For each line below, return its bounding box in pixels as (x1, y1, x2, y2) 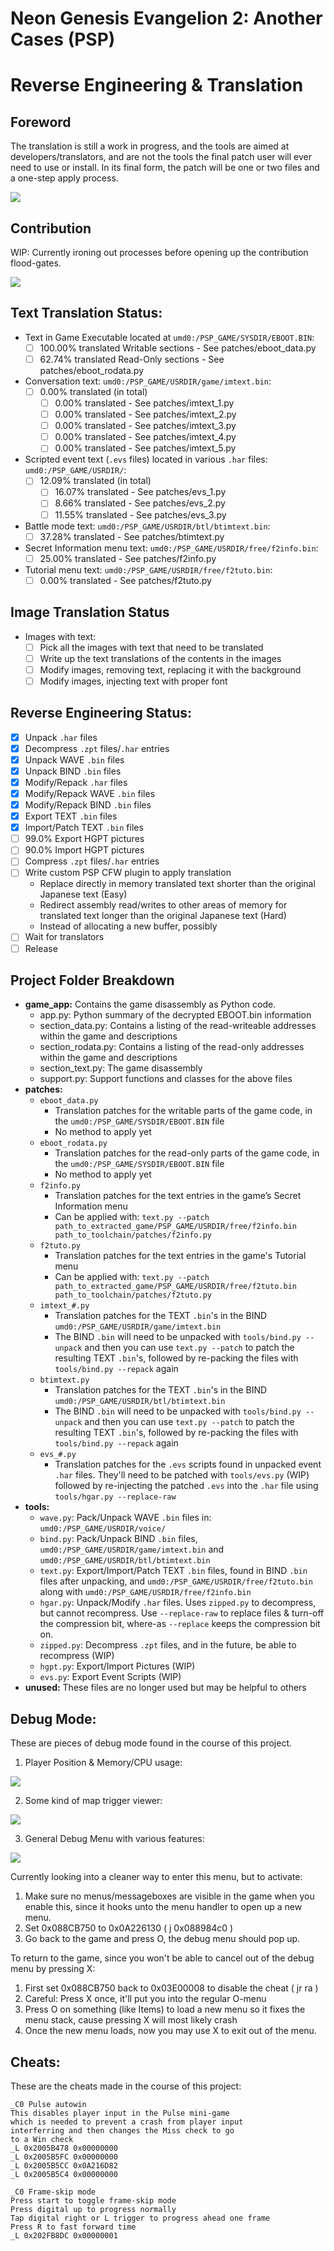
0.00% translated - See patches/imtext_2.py (54, 408, 237, 421)
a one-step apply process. (10, 172, 119, 184)
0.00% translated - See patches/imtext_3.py (54, 420, 237, 432)
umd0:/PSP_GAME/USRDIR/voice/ (39, 1524, 167, 1534)
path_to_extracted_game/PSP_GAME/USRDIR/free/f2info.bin (54, 1222, 297, 1232)
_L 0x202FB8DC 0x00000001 (10, 2231, 118, 2241)
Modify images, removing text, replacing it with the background (39, 663, 302, 676)
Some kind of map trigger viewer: (24, 1795, 163, 1807)
